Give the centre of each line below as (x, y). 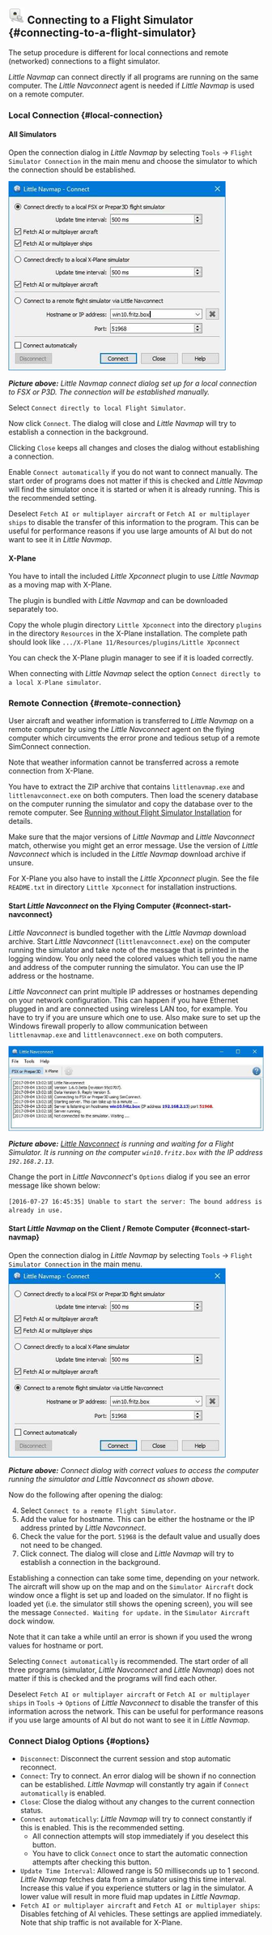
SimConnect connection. (50, 747)
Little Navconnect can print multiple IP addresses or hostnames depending (133, 991)
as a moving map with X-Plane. (60, 585)
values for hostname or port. (56, 1645)
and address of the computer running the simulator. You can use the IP (126, 967)
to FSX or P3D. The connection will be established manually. (109, 392)
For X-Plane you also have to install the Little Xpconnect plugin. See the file (134, 879)
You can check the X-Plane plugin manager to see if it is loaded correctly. (131, 658)
